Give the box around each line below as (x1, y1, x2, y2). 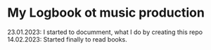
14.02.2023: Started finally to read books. (7, 35, 128, 43)
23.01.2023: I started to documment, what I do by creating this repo (7, 28, 203, 36)
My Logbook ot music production (7, 5, 205, 21)
